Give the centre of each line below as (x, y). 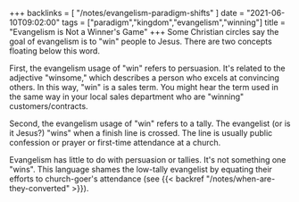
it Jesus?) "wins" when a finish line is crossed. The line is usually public (141, 133)
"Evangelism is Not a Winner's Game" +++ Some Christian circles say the (144, 32)
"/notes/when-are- (241, 179)
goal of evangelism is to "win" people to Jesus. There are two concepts (141, 41)
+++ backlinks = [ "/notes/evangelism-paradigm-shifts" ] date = (127, 13)
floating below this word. (55, 51)
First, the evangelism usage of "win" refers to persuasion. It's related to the (147, 68)
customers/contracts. (49, 106)
